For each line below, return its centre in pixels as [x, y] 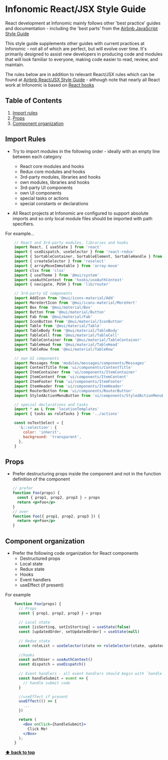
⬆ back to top [20, 752]
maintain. [14, 65]
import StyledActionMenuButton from [52, 396]
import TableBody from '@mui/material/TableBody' [67, 331]
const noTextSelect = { [39, 423]
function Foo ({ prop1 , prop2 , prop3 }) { [56, 516]
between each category [37, 157]
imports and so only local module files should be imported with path [82, 218]
